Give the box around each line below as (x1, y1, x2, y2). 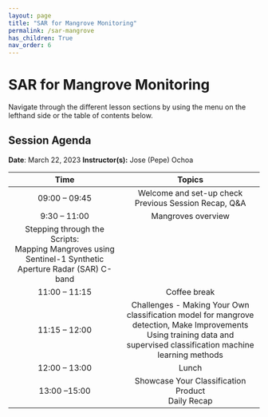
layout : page (8, 11, 52, 20)
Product (175, 385, 206, 396)
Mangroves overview (151, 210, 230, 221)
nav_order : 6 (8, 42, 52, 50)
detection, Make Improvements (132, 319, 249, 330)
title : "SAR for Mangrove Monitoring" (8, 19, 137, 27)
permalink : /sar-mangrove (8, 26, 94, 34)
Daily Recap (167, 395, 213, 406)
